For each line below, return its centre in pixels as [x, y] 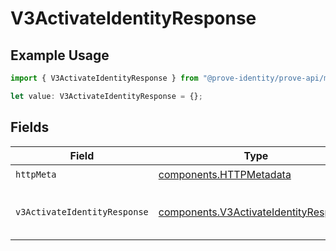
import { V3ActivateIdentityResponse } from [104, 78]
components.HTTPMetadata [225, 175]
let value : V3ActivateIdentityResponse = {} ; [106, 96]
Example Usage [60, 55]
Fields [30, 127]
